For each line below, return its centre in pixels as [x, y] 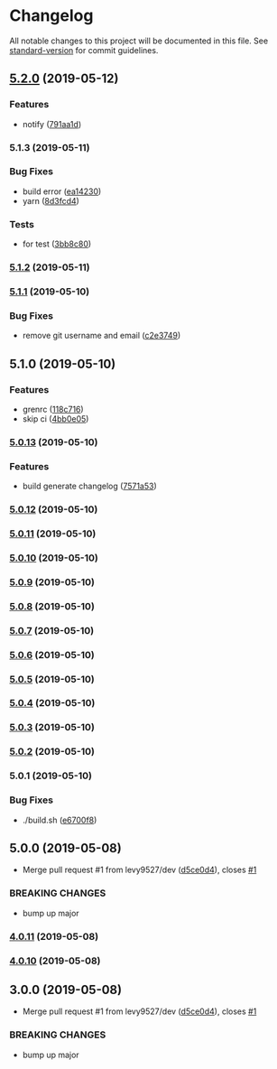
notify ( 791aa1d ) [52, 124]
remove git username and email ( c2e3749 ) [102, 336]
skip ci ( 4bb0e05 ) [55, 418]
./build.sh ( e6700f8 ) [60, 820]
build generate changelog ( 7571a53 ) [90, 486]
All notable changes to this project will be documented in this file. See [139, 41]
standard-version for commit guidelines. [84, 50]
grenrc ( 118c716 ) [53, 409]
